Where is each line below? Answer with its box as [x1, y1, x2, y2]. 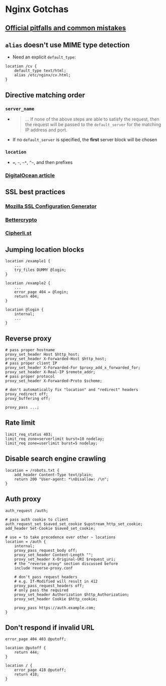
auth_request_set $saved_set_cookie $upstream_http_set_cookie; [5, 521, 143, 527]
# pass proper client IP [5, 361, 57, 366]
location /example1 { [5, 259, 51, 264]
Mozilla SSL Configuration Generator [5, 203, 97, 210]
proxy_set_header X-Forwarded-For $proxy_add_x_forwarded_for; [5, 365, 141, 370]
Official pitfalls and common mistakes [5, 24, 126, 32]
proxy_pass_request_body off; [14, 548, 78, 553]
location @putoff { [5, 646, 46, 651]
